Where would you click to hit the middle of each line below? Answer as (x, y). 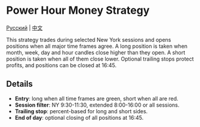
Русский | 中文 (24, 28)
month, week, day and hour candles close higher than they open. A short (96, 52)
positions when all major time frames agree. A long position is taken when (97, 46)
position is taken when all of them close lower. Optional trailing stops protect (100, 59)
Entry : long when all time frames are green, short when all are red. (96, 98)
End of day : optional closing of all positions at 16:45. (79, 117)
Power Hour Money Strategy (78, 10)
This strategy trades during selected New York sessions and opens (89, 40)
